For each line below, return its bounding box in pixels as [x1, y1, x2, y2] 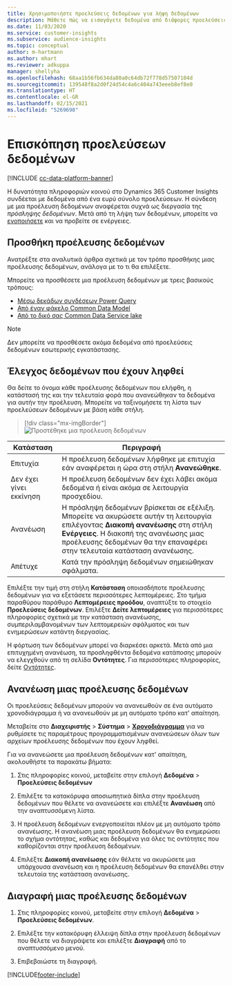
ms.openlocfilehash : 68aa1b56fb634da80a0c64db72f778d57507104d [7, 74, 193, 82]
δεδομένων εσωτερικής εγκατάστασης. [7, 345, 121, 353]
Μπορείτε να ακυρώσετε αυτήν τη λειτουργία [61, 512, 212, 521]
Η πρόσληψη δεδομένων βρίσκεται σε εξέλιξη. [61, 503, 215, 512]
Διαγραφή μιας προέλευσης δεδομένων [7, 890, 187, 902]
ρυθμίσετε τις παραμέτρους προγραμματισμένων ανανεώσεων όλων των [7, 730, 220, 738]
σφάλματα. [61, 566, 99, 576]
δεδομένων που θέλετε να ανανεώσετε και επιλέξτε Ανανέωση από [17, 799, 215, 807]
